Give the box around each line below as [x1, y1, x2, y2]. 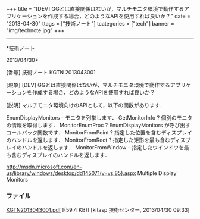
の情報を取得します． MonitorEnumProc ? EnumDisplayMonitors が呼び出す [6, 121, 190, 129]
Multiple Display [137, 170, 177, 177]
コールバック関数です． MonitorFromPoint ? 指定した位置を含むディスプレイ [6, 129, 192, 136]
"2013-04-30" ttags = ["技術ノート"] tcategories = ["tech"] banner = [6, 20, 174, 27]
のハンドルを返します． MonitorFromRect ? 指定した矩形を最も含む [6, 136, 171, 143]
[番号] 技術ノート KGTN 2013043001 [6, 69, 96, 76]
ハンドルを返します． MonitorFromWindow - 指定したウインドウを [21, 144, 185, 151]
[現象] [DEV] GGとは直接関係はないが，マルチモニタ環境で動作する [6, 82, 171, 88]
